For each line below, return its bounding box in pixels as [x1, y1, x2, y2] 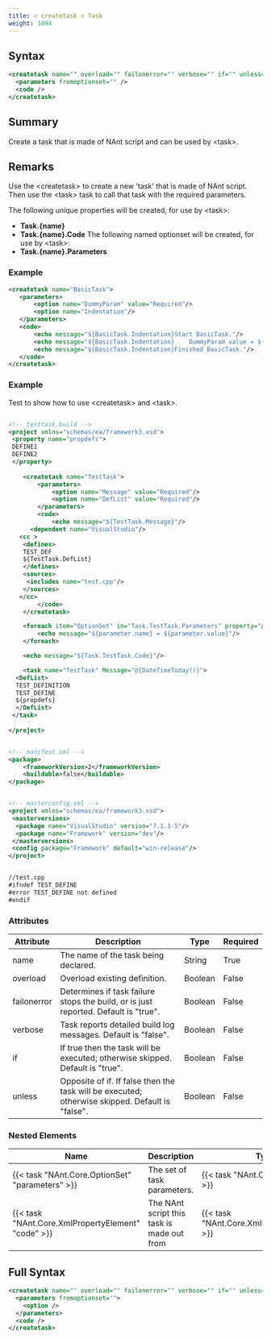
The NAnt [148, 1198, 185, 1209]
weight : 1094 [8, 19, 52, 27]
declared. [60, 959, 96, 971]
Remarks [8, 160, 55, 174]
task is [148, 1218, 173, 1229]
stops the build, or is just [60, 996, 153, 1007]
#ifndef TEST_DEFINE [8, 881, 78, 889]
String [184, 954, 207, 966]
